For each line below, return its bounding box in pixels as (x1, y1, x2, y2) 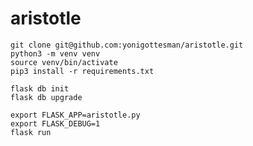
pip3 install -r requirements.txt (10, 66, 155, 76)
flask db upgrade (10, 92, 83, 102)
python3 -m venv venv (10, 48, 101, 59)
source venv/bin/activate (10, 57, 118, 67)
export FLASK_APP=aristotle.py (10, 110, 141, 120)
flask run (10, 127, 52, 137)
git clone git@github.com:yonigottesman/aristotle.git (10, 40, 244, 50)
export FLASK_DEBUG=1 (10, 118, 101, 129)
